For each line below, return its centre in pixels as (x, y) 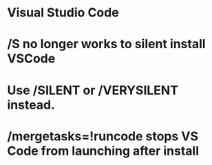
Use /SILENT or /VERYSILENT (93, 90)
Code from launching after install (103, 151)
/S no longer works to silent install (106, 44)
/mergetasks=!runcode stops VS (103, 136)
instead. (31, 105)
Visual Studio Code (63, 13)
